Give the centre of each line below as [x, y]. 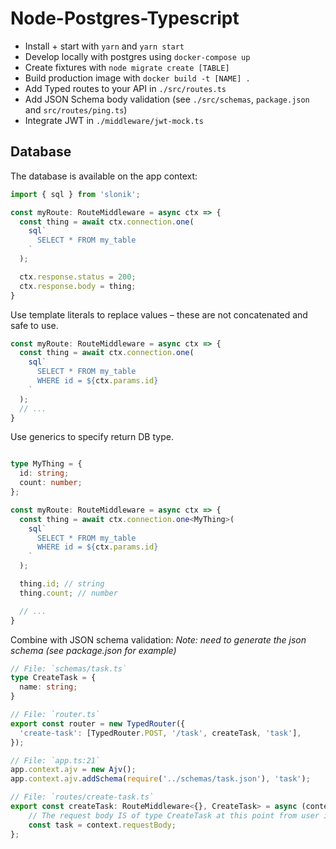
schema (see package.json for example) [93, 650]
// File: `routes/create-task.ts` [82, 797]
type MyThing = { [46, 464]
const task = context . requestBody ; [102, 825]
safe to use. [34, 325]
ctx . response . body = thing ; [78, 286]
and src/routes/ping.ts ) [76, 109]
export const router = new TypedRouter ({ [98, 723]
